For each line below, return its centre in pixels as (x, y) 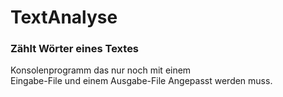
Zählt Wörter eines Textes (75, 49)
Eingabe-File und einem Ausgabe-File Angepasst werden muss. (141, 81)
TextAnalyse (64, 17)
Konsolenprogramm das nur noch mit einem (101, 70)
